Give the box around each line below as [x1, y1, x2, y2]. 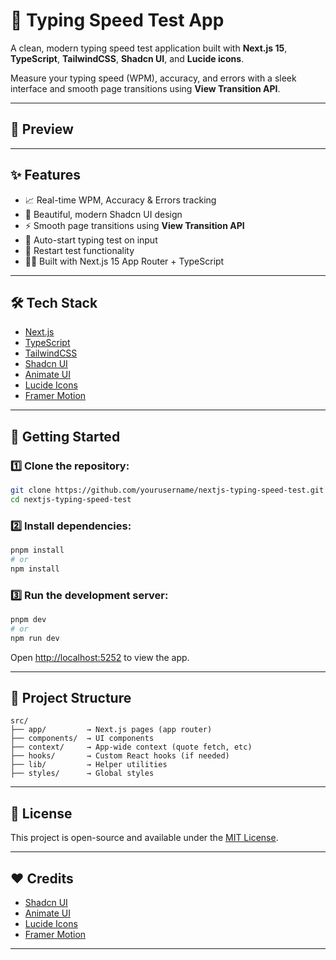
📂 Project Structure [10, 690, 132, 707]
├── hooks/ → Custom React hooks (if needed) [10, 751, 230, 761]
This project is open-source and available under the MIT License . [10, 832, 279, 844]
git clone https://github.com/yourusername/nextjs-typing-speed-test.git [10, 485, 325, 496]
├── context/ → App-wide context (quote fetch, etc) [10, 742, 253, 753]
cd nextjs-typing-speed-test [10, 494, 132, 504]
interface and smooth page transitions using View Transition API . [10, 82, 281, 94]
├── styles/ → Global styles [10, 769, 155, 779]
